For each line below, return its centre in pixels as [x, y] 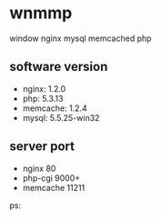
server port [42, 147]
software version [59, 67]
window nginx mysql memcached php [80, 38]
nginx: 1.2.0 [44, 88]
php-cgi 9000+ [51, 178]
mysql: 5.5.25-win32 [61, 117]
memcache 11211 [54, 187]
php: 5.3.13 [43, 98]
